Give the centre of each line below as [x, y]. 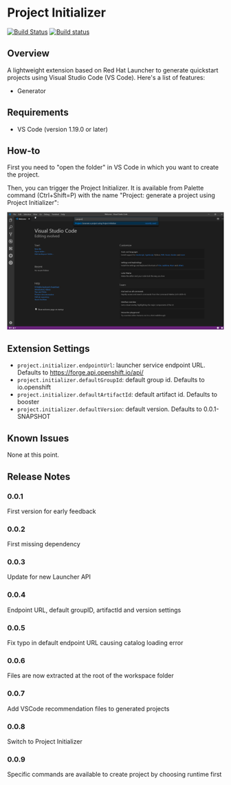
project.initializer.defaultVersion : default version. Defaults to [110, 409]
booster [28, 402]
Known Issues [38, 438]
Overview [29, 53]
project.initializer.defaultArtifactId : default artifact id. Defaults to [117, 395]
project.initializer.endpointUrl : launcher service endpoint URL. [111, 365]
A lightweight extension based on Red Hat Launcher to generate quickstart [113, 70]
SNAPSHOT [34, 417]
